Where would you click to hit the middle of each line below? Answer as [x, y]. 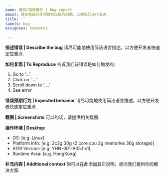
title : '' [15, 19]
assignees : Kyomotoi [27, 28]
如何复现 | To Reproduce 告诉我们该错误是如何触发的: [60, 64]
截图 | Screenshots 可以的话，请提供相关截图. [52, 117]
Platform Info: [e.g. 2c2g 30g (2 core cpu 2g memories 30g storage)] [83, 143]
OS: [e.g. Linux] [28, 138]
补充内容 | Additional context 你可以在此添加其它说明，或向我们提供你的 [80, 164]
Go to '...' [21, 74]
